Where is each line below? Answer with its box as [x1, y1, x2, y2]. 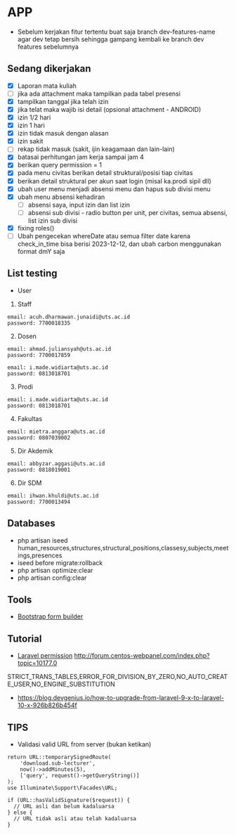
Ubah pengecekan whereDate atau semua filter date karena [17, 231, 191, 240]
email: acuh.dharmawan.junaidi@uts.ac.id [7, 313, 131, 321]
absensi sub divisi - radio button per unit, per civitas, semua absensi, [27, 208, 228, 216]
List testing [7, 268, 58, 280]
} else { [7, 809, 33, 816]
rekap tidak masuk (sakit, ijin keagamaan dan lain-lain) [17, 145, 176, 153]
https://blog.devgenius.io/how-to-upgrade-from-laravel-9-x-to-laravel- [17, 694, 225, 702]
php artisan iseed [17, 536, 68, 545]
